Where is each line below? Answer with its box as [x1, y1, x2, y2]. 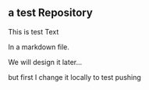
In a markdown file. [8, 42, 70, 52]
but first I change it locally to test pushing [8, 72, 142, 81]
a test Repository [8, 6, 94, 20]
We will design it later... [8, 57, 83, 67]
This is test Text [8, 27, 59, 36]
